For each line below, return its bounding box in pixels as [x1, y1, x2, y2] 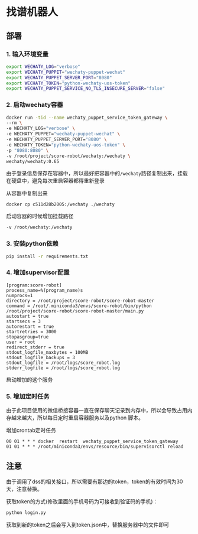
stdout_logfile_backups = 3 [6, 354, 76, 360]
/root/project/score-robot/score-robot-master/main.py [6, 308, 144, 314]
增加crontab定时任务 [6, 426, 56, 434]
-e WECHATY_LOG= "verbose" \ [6, 125, 76, 132]
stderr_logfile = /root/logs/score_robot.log [6, 364, 120, 371]
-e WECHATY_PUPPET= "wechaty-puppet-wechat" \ [6, 131, 120, 137]
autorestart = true [6, 323, 54, 330]
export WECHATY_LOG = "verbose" [6, 63, 81, 70]
